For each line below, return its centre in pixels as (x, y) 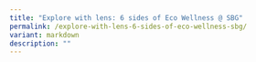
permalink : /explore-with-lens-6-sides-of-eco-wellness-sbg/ (128, 26)
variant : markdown (44, 35)
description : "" (40, 43)
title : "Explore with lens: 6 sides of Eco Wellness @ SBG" (127, 18)
